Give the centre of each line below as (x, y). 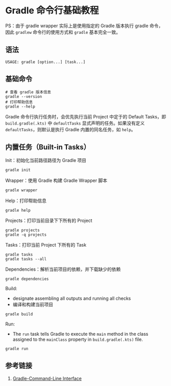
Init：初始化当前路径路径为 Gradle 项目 (46, 160)
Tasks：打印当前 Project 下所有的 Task (46, 245)
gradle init (18, 170)
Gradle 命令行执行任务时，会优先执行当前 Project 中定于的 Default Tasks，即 (86, 116)
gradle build (19, 314)
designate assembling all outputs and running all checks (72, 298)
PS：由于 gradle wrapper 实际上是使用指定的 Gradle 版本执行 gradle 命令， (84, 26)
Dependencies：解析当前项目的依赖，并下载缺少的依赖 (63, 269)
